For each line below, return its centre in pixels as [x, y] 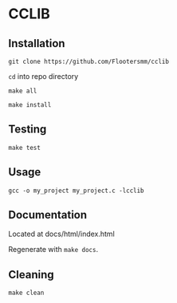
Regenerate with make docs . [53, 250]
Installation [37, 43]
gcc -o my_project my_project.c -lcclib [77, 191]
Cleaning [31, 275]
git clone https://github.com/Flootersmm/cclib [89, 61]
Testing [28, 130]
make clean [26, 293]
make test [25, 148]
